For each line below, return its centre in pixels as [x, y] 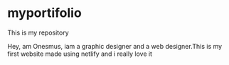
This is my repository [38, 32]
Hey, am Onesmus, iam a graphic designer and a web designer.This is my [115, 46]
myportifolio [44, 13]
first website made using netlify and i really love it [80, 54]
